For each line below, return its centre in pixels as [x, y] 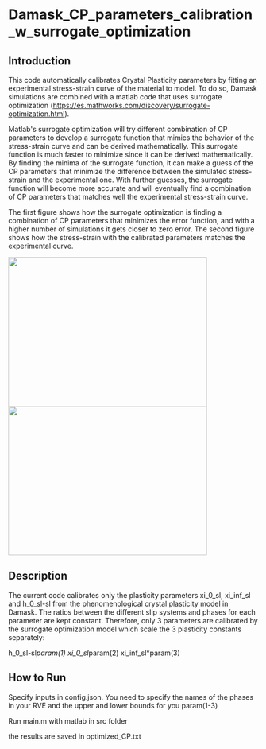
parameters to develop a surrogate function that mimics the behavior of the [131, 138]
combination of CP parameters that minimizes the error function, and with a [132, 221]
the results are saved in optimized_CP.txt [75, 736]
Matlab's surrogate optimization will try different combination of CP [118, 129]
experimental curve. [41, 246]
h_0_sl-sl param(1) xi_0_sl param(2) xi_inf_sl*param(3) [94, 653]
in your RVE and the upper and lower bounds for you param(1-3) [113, 705]
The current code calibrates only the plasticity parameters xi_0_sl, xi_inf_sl [129, 595]
